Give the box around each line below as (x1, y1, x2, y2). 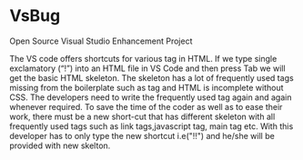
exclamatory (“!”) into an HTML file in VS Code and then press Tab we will (9, 63, 286, 74)
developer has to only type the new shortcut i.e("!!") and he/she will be (9, 130, 275, 141)
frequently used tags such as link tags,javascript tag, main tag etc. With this (9, 120, 294, 132)
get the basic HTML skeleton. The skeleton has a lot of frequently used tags (9, 72, 294, 83)
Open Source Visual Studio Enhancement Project (9, 35, 193, 46)
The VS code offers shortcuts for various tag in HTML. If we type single (9, 53, 278, 64)
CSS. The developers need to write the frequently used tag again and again (9, 92, 292, 103)
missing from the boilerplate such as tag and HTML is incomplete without (9, 82, 284, 93)
